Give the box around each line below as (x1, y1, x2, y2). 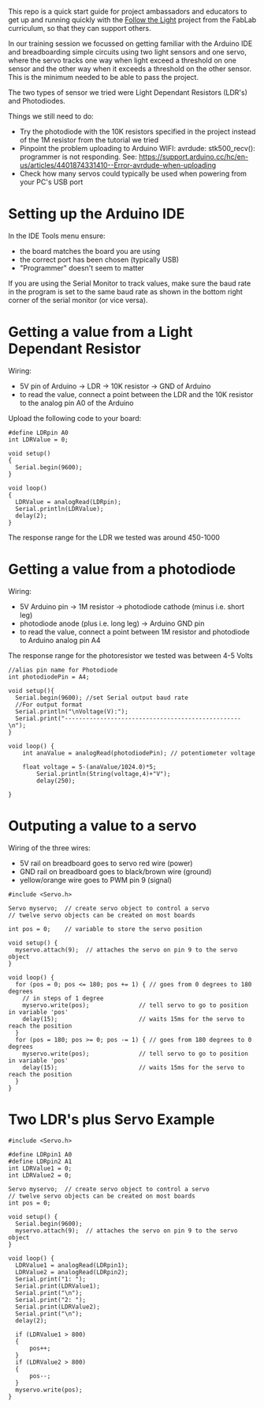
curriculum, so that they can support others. (8, 24, 151, 32)
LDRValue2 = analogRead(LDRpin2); (15, 1268, 128, 1276)
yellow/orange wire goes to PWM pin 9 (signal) (19, 875, 172, 884)
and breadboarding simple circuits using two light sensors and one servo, (8, 47, 247, 56)
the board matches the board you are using (19, 246, 161, 255)
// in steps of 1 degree (22, 994, 104, 1002)
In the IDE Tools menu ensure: (8, 231, 106, 240)
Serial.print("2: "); (15, 1296, 87, 1304)
